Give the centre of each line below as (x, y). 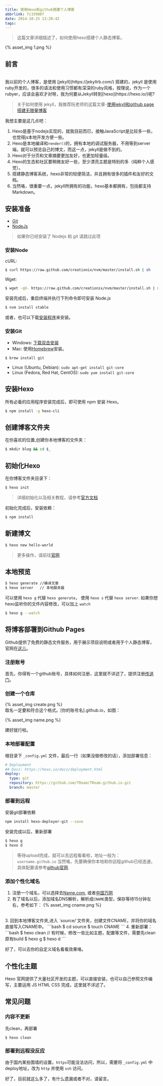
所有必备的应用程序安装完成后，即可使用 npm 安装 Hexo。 (63, 402)
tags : (10, 23)
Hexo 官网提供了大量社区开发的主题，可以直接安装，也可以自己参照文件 (77, 979)
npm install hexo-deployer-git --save (44, 822)
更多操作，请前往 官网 (38, 555)
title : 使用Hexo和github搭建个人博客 (40, 10)
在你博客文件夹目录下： (28, 478)
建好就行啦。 (18, 730)
